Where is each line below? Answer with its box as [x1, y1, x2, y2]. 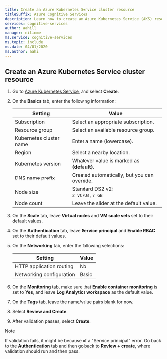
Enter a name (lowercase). [72, 138, 134, 145]
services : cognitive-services [5, 21, 68, 26]
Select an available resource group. [72, 127, 155, 134]
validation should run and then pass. [5, 348, 80, 354]
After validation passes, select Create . [12, 318, 91, 324]
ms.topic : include [5, 40, 43, 45]
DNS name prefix [14, 175, 55, 181]
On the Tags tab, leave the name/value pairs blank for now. [12, 299, 134, 305]
